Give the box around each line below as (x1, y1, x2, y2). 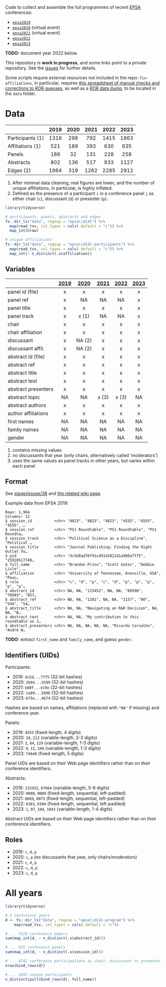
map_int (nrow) (9, 228, 39, 234)
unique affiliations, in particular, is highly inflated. (12, 185, 113, 191)
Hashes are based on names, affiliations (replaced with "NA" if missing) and (5, 705, 160, 711)
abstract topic (7, 394, 40, 401)
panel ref (7, 296, 29, 303)
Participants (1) (7, 134, 44, 141)
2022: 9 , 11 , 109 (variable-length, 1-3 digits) (12, 745, 101, 751)
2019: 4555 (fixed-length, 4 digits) (12, 730, 81, 736)
